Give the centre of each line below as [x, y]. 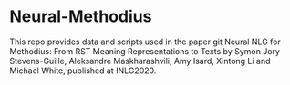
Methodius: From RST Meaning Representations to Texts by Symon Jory [145, 51]
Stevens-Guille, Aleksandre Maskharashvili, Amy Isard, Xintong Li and [140, 61]
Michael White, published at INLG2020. [83, 71]
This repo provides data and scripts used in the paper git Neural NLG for [145, 42]
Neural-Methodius [81, 17]
